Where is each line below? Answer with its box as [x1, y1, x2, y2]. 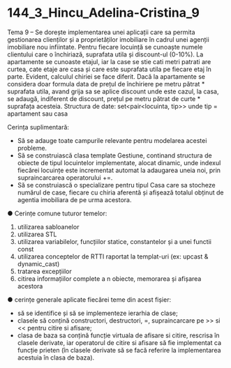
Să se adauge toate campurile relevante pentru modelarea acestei [17, 136, 207, 144]
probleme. [17, 144, 47, 152]
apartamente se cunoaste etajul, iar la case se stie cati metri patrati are [7, 57, 211, 66]
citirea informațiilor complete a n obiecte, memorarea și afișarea [17, 274, 202, 283]
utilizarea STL [17, 230, 57, 238]
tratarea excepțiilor [17, 267, 72, 275]
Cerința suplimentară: [7, 123, 70, 131]
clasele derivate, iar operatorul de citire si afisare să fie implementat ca [17, 338, 222, 346]
